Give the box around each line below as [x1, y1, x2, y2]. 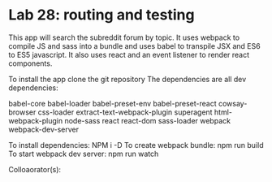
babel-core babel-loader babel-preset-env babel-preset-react [8, 98, 217, 108]
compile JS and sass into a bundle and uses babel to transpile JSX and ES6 [8, 41, 261, 50]
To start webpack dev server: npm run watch [8, 149, 159, 158]
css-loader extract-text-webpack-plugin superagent [37, 107, 213, 117]
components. [8, 58, 53, 68]
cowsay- [218, 98, 248, 108]
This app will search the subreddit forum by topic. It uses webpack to [8, 32, 240, 42]
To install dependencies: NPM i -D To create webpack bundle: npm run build [8, 140, 264, 149]
